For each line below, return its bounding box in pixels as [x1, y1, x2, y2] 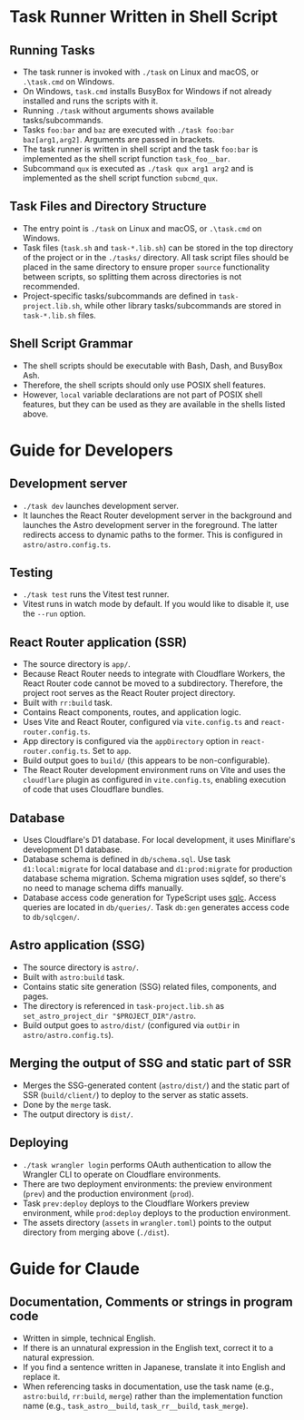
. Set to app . [87, 746, 132, 757]
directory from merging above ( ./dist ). [22, 1227, 170, 1238]
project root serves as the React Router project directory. [22, 688, 236, 699]
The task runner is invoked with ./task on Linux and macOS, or [22, 66, 260, 77]
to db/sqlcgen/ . [22, 912, 80, 923]
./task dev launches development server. [22, 500, 179, 511]
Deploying [9, 1135, 69, 1151]
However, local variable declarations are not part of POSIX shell [22, 388, 263, 400]
